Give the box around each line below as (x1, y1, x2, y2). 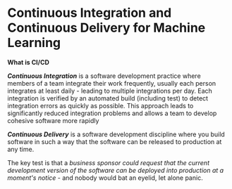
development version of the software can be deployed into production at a (7, 166, 224, 174)
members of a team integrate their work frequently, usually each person (7, 79, 216, 87)
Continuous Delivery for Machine (7, 20, 206, 36)
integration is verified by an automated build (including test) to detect (7, 93, 209, 103)
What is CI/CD (7, 58, 49, 66)
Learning (7, 35, 61, 51)
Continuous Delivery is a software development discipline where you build (7, 130, 226, 138)
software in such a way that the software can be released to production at (7, 137, 222, 145)
